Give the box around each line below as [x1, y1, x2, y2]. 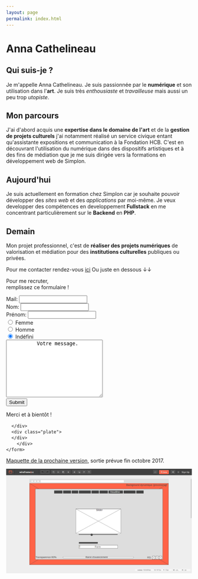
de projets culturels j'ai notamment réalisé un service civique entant [6, 133, 173, 140]
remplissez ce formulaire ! [6, 283, 70, 290]
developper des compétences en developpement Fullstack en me [6, 203, 166, 210]
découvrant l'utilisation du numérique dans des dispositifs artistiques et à [6, 145, 184, 152]
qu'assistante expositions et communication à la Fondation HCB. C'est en [6, 139, 184, 146]
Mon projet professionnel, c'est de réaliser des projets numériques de [6, 242, 179, 249]
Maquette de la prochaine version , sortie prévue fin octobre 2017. [6, 457, 164, 464]
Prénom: [6, 310, 27, 318]
